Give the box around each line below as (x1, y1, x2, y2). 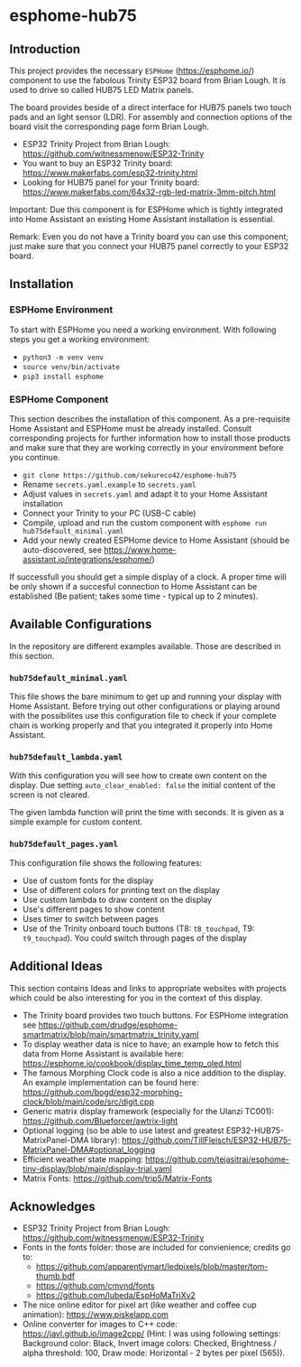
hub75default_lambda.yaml (9, 752, 123, 763)
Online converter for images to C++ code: (22, 1319, 178, 1330)
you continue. (9, 451, 60, 462)
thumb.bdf (35, 1270, 75, 1282)
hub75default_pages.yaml (9, 839, 119, 850)
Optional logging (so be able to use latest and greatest (22, 1125, 224, 1136)
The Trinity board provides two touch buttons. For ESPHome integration (22, 1009, 289, 1020)
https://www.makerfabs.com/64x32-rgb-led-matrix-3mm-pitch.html (22, 187, 277, 197)
